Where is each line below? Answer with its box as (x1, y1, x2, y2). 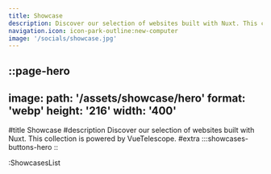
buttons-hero (8, 143, 52, 152)
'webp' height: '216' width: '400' (8, 104, 177, 118)
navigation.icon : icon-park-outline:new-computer (8, 27, 179, 35)
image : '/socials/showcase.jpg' (8, 34, 117, 43)
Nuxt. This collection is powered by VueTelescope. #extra (8, 134, 200, 143)
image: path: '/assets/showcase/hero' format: (8, 92, 246, 106)
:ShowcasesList (8, 158, 60, 168)
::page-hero (8, 64, 70, 77)
